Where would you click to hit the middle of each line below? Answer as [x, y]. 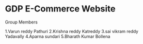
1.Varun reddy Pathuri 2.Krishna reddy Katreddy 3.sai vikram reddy [72, 31]
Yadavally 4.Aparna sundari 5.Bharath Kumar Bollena [58, 36]
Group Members [21, 22]
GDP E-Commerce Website [60, 9]
